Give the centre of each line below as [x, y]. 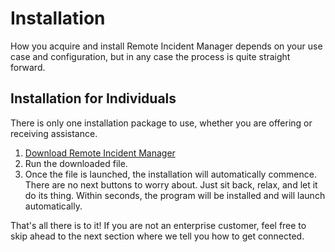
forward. [28, 67]
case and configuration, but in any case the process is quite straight [150, 56]
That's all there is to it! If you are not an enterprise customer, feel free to [158, 225]
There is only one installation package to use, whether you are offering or [161, 123]
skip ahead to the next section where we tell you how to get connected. [157, 236]
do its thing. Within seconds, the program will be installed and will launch [175, 195]
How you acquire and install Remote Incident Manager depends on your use [166, 46]
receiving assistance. [54, 133]
